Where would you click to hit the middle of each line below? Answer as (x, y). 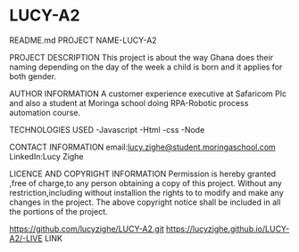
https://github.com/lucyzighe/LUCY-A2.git (87, 229)
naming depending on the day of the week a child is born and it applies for (146, 67)
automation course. (45, 112)
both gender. (33, 76)
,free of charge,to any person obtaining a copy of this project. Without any (146, 183)
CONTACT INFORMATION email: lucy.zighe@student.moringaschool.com (143, 147)
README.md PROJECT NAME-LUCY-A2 (83, 40)
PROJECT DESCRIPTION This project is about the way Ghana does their (141, 57)
